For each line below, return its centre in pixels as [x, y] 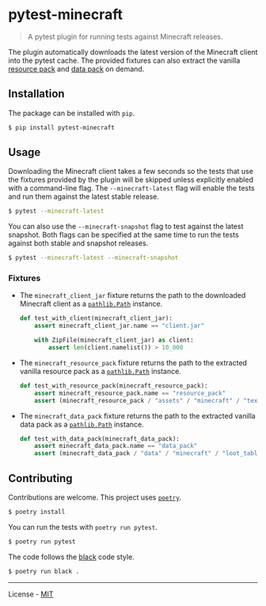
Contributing [40, 478]
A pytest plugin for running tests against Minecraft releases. [125, 37]
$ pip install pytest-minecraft [61, 127]
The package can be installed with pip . [72, 113]
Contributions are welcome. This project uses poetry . [95, 497]
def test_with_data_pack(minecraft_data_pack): [99, 438]
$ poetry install [37, 512]
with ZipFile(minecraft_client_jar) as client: [114, 340]
